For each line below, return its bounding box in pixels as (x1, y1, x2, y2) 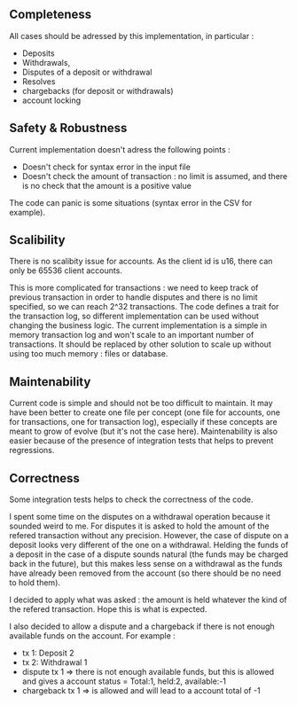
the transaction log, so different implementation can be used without (9, 310, 260, 322)
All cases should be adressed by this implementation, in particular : (9, 30, 254, 41)
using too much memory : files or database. (9, 349, 168, 359)
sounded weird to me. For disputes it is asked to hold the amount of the (9, 521, 270, 531)
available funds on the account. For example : (9, 631, 176, 641)
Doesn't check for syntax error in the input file (21, 161, 191, 172)
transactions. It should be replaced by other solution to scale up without (9, 339, 272, 349)
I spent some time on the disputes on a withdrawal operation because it (9, 512, 270, 522)
